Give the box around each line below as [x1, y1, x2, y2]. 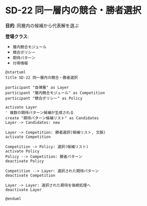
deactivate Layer [5, 187, 42, 192]
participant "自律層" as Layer [5, 85, 69, 90]
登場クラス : [5, 33, 29, 39]
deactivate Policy [5, 159, 44, 164]
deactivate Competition [5, 173, 56, 178]
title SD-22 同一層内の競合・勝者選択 [5, 75, 78, 80]
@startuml [5, 69, 26, 74]
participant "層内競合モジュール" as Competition [5, 90, 105, 95]
